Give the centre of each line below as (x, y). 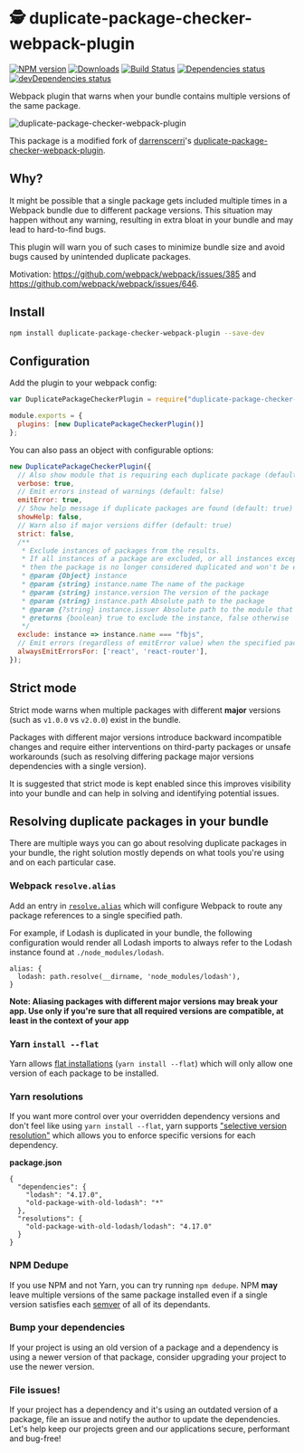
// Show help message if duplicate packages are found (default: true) (156, 508)
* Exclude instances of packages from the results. (121, 551)
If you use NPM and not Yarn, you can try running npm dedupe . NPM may (144, 1285)
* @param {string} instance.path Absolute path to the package (143, 601)
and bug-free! (35, 1439)
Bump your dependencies (67, 1327)
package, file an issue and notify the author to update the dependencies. (145, 1420)
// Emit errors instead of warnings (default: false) (121, 492)
